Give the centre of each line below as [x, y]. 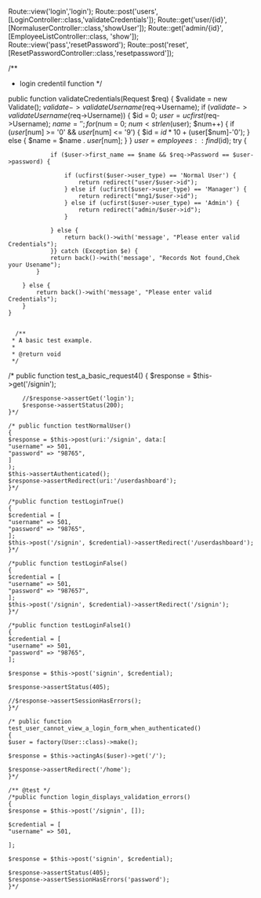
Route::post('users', [127, 11]
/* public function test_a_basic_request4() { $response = [100, 376]
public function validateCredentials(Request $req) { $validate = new [118, 99]
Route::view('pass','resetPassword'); [67, 45]
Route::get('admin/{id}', [185, 28]
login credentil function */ [61, 83]
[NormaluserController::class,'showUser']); [77, 28]
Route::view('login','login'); [51, 11]
